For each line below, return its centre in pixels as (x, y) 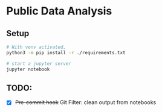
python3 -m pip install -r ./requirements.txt (66, 52)
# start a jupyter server (39, 64)
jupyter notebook (28, 69)
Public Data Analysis (59, 11)
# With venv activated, (36, 47)
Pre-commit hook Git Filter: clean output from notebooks (86, 102)
